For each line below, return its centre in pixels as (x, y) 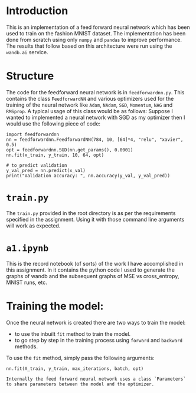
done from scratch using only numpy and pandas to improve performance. (94, 39)
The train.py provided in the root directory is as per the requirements (91, 213)
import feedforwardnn (33, 134)
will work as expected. (33, 226)
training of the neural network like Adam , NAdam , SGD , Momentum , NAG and (89, 105)
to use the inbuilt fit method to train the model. (73, 333)
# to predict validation (37, 165)
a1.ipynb (27, 248)
